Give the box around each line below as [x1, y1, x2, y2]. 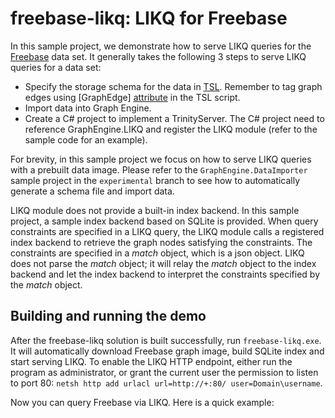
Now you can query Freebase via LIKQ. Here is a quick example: [10, 396, 275, 408]
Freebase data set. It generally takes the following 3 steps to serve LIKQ [10, 50, 307, 62]
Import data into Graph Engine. [24, 102, 152, 114]
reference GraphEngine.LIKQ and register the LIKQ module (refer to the [24, 123, 318, 135]
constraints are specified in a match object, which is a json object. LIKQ [10, 247, 305, 259]
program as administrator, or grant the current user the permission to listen [10, 366, 319, 378]
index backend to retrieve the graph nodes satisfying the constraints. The [10, 236, 313, 248]
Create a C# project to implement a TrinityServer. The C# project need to [24, 112, 325, 124]
